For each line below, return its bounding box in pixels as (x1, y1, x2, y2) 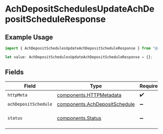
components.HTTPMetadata (57, 92, 122, 99)
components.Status (57, 115, 102, 121)
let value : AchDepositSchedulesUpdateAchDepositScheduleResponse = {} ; (5, 54, 153, 59)
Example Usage (5, 33, 53, 41)
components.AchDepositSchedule (57, 100, 135, 107)
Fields (5, 68, 24, 76)
